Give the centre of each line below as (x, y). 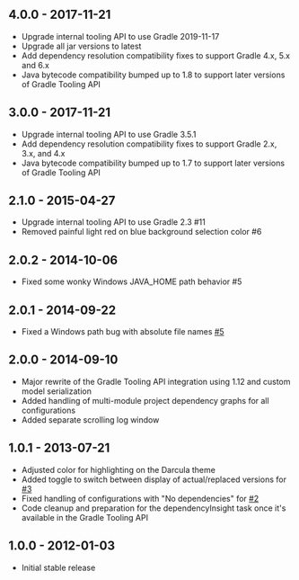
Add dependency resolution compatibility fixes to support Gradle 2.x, (149, 144)
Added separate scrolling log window (90, 419)
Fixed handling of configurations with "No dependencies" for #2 (140, 498)
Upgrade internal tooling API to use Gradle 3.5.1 (109, 134)
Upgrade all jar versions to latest (81, 46)
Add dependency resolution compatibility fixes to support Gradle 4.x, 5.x (156, 55)
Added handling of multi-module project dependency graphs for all (145, 400)
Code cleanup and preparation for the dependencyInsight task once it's (154, 508)
